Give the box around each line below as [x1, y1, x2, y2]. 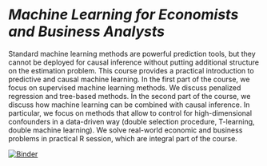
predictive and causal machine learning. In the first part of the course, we [8, 74, 250, 84]
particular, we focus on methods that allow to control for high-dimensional [8, 108, 253, 117]
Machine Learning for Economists [8, 6, 239, 24]
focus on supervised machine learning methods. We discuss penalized [8, 82, 241, 93]
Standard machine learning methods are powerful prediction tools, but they [8, 49, 256, 58]
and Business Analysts [8, 22, 165, 41]
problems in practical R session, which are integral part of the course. [8, 133, 237, 143]
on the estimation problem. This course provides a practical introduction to [8, 65, 254, 75]
